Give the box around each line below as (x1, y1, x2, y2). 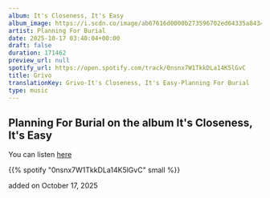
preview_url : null (8, 57, 70, 65)
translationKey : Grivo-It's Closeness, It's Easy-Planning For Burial (8, 79, 250, 87)
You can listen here (8, 150, 72, 160)
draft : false (8, 42, 52, 50)
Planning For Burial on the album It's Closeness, (8, 115, 253, 129)
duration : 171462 (8, 49, 67, 57)
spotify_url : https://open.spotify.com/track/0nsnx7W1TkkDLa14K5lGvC (8, 64, 247, 72)
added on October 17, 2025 (8, 181, 98, 191)
